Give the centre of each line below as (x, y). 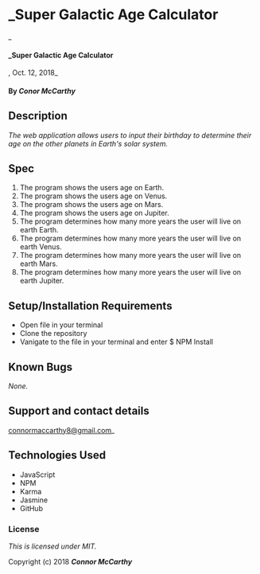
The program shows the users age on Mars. (91, 205)
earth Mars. (39, 264)
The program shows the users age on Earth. (92, 188)
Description (38, 116)
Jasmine (34, 500)
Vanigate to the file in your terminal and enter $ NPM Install (116, 342)
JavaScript (37, 474)
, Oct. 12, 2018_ (33, 72)
